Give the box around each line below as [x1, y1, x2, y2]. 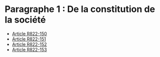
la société [5, 14, 46, 25]
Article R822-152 [12, 41, 47, 47]
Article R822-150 [12, 30, 47, 36]
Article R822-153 [12, 46, 47, 52]
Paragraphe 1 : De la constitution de [5, 3, 155, 15]
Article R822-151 [12, 36, 46, 42]
